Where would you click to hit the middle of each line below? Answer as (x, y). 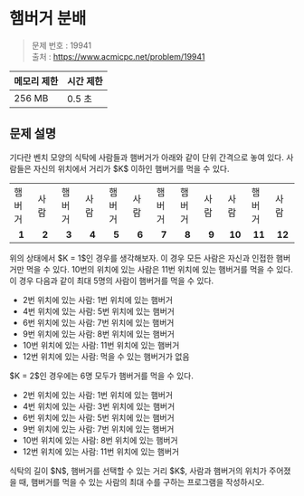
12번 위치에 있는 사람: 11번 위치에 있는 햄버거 (100, 451)
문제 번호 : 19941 (62, 45)
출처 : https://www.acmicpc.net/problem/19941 (118, 56)
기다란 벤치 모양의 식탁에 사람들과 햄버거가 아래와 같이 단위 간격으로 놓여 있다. (147, 157)
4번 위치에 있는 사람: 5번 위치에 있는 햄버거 (98, 311)
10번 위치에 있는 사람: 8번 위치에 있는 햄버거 (100, 440)
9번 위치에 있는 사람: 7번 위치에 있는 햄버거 (98, 429)
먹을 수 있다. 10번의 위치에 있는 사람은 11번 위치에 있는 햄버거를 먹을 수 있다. (160, 269)
